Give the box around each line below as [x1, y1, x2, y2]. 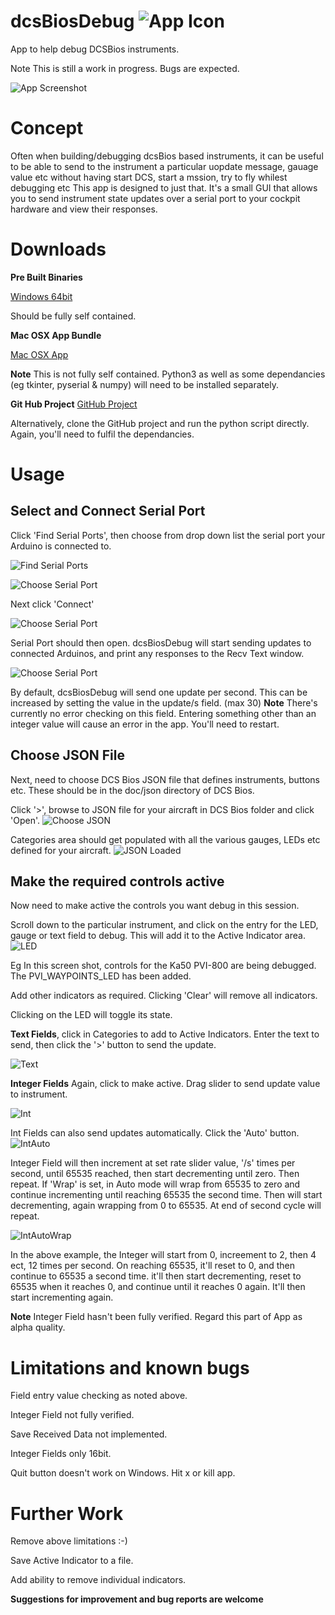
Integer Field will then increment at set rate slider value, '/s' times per [10, 1157, 296, 1169]
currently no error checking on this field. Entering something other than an [10, 707, 317, 719]
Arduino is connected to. [10, 540, 112, 552]
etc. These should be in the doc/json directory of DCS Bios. [10, 784, 255, 796]
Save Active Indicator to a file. [10, 1555, 134, 1567]
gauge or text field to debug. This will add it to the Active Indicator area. [10, 930, 306, 942]
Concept [10, 117, 84, 140]
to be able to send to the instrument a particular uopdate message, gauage [10, 160, 319, 172]
